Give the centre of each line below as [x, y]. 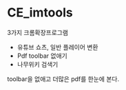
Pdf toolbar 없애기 [42, 56]
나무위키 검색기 [38, 64]
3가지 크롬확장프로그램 [38, 32]
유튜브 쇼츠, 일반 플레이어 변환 [57, 47]
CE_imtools [40, 13]
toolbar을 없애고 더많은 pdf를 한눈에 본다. [63, 79]
